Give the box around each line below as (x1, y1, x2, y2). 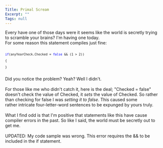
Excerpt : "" (5, 12, 29, 17)
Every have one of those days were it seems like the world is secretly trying (5, 30, 158, 36)
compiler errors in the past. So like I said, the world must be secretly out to (5, 118, 156, 124)
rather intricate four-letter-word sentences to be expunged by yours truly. (5, 102, 153, 108)
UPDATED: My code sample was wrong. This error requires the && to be (5, 133, 150, 139)
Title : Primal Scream (5, 7, 49, 12)
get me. (5, 123, 21, 128)
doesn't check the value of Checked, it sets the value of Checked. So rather (5, 91, 158, 98)
